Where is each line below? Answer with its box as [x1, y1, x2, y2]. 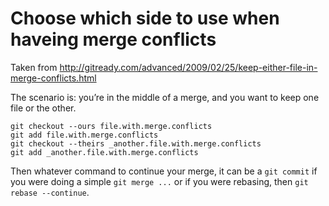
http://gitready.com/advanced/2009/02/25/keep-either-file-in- [59, 61, 318, 73]
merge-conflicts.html [10, 72, 97, 84]
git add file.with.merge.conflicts [10, 130, 159, 140]
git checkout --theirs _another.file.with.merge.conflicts [10, 138, 262, 149]
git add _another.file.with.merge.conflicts [10, 147, 199, 157]
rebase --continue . [10, 186, 90, 198]
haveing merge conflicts [10, 28, 217, 51]
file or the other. [10, 102, 77, 114]
